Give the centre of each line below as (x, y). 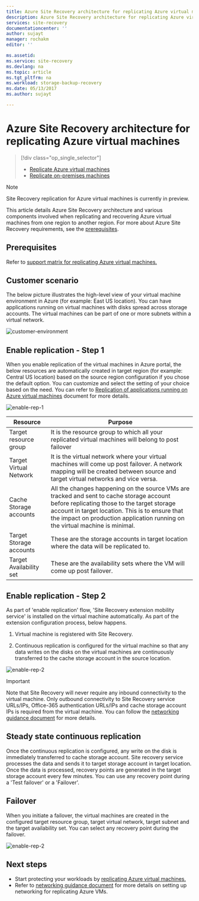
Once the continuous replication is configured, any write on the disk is (92, 751)
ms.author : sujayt (29, 94)
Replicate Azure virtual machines (70, 169)
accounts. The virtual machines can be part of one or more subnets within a (99, 314)
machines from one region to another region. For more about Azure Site (93, 223)
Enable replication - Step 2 (56, 596)
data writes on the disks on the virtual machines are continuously (94, 652)
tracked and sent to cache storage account (110, 496)
